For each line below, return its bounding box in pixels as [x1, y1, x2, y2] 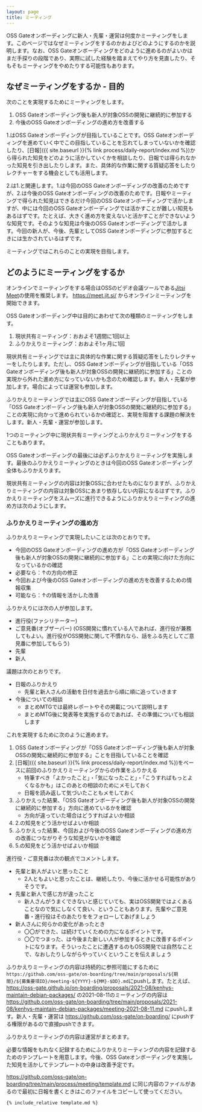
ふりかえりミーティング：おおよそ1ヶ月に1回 [14, 340, 125, 348]
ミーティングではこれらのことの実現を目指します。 [6, 248, 133, 255]
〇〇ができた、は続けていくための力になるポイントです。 [24, 928, 167, 935]
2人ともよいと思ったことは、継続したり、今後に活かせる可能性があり [24, 875, 197, 883]
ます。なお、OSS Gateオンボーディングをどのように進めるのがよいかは [16, 46, 193, 54]
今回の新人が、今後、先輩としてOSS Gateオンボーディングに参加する [16, 227, 188, 235]
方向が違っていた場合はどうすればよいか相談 [24, 812, 135, 819]
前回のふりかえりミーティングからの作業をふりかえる [25, 767, 158, 774]
